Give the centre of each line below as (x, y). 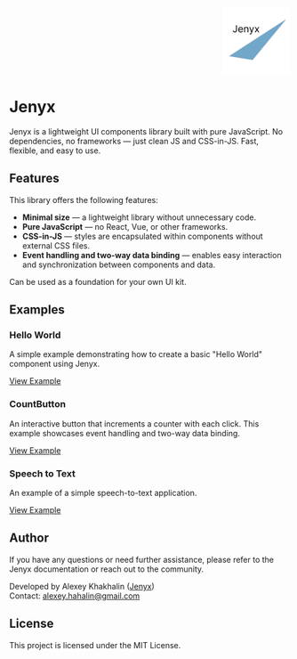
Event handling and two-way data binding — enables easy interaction (152, 255)
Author (29, 538)
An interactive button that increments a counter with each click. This (134, 423)
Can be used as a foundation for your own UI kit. (98, 281)
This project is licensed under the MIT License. (95, 645)
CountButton (38, 404)
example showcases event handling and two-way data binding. (124, 433)
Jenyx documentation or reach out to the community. (107, 569)
